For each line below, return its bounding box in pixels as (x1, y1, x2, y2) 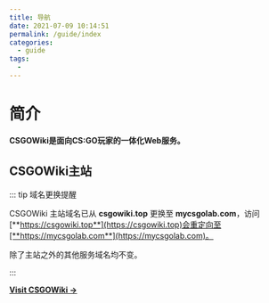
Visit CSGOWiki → (9, 284, 77, 295)
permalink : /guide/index (9, 29, 102, 38)
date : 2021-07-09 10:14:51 (9, 21, 110, 30)
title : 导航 (9, 12, 51, 22)
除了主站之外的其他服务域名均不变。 (9, 249, 143, 259)
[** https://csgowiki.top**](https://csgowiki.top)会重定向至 (9, 219, 222, 230)
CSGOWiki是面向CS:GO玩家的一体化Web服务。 (9, 135, 185, 145)
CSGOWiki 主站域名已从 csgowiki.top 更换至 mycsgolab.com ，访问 (9, 208, 260, 218)
